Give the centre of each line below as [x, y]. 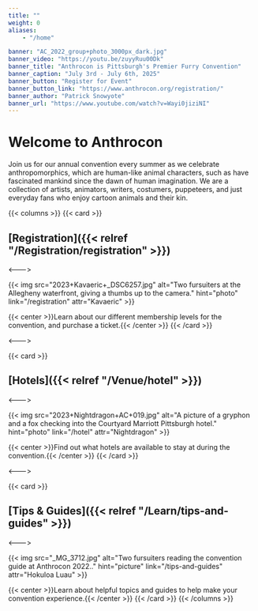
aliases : [22, 30]
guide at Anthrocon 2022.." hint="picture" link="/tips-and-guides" [116, 566]
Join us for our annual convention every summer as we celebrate [114, 164]
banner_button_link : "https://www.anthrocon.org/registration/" [116, 89]
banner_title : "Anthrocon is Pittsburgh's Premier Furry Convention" [125, 67]
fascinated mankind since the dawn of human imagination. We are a [118, 181]
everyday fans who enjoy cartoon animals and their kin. [98, 198]
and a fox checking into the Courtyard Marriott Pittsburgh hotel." [112, 423]
